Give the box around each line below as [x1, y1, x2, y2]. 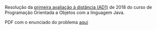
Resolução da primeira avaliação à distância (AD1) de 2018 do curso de [5, 4, 152, 10]
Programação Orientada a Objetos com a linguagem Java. [5, 9, 125, 15]
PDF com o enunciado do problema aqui [5, 19, 89, 25]
